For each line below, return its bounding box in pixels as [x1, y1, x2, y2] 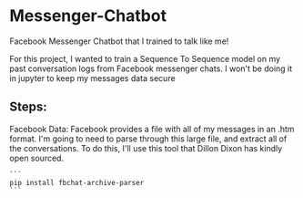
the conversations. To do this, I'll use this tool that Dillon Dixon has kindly [9, 142, 283, 153]
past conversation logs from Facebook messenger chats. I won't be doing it [9, 63, 293, 74]
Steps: [9, 99, 47, 115]
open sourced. [9, 152, 65, 163]
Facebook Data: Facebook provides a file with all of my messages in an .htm [9, 123, 295, 134]
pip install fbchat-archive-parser [9, 178, 145, 187]
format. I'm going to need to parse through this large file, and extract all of [9, 133, 288, 144]
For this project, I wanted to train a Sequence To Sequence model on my [9, 53, 280, 64]
